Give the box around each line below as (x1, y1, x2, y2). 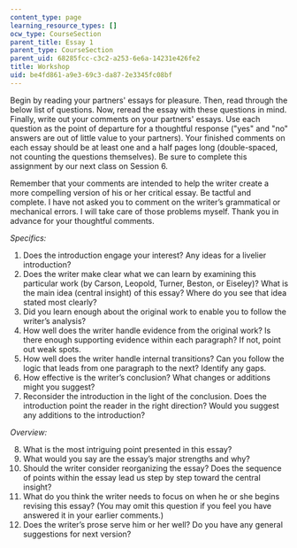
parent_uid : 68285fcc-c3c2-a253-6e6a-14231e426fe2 (10, 54, 201, 63)
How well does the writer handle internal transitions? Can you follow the (22, 353, 285, 364)
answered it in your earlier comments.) (22, 510, 164, 521)
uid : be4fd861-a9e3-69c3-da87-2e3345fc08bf (10, 71, 173, 80)
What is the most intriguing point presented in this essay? (22, 444, 232, 454)
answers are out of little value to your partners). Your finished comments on (10, 132, 286, 143)
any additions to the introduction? (22, 409, 145, 421)
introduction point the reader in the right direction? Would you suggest (22, 400, 279, 411)
